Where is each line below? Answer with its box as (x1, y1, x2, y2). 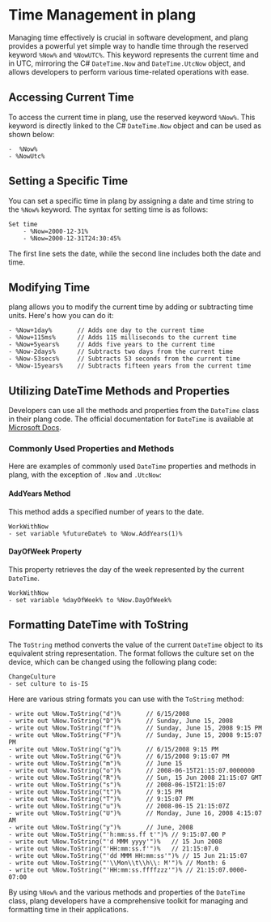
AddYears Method (8, 489, 71, 498)
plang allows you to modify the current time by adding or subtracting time (8, 302, 253, 312)
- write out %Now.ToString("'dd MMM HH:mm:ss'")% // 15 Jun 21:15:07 (8, 851, 248, 860)
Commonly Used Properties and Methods (8, 443, 175, 455)
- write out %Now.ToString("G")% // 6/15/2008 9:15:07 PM (8, 752, 230, 760)
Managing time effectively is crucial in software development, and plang (8, 32, 248, 42)
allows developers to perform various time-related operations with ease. (8, 67, 249, 76)
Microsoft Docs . (8, 423, 62, 433)
